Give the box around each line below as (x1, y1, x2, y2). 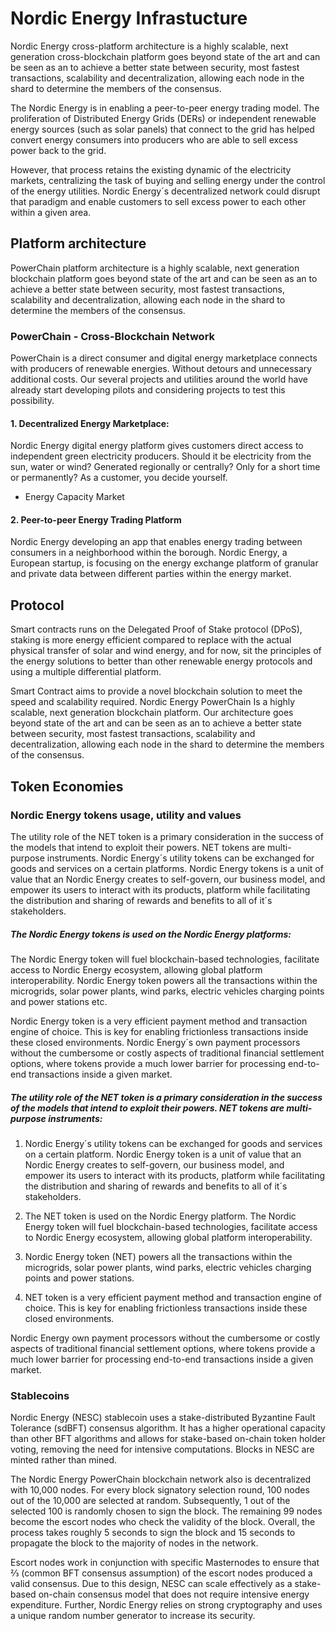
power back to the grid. (10, 144, 107, 156)
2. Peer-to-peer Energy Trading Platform (10, 513, 182, 526)
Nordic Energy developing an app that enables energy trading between (10, 536, 303, 548)
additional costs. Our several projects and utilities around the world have (10, 373, 308, 386)
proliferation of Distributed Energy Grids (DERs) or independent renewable (10, 112, 317, 124)
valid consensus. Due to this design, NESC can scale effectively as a (10, 1578, 293, 1590)
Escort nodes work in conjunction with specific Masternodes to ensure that (10, 1557, 320, 1569)
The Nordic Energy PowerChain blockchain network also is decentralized (10, 1473, 312, 1486)
